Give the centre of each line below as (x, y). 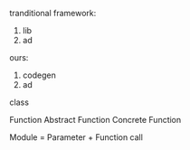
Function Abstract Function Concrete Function (95, 120)
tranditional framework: (53, 13)
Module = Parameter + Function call (76, 137)
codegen (39, 75)
